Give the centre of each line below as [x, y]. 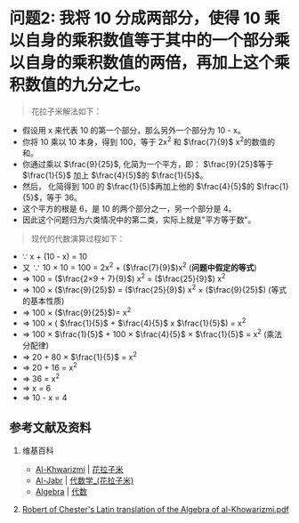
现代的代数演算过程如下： [78, 238]
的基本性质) [43, 301]
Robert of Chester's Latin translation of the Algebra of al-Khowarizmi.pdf [155, 510]
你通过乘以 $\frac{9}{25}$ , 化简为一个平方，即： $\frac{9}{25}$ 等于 [148, 164]
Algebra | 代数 [61, 492]
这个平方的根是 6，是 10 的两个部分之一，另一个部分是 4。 [129, 208]
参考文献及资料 [50, 427]
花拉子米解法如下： [66, 111]
